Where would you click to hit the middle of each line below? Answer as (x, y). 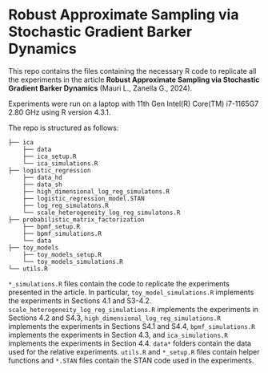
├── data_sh (42, 184)
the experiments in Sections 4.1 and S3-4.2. (80, 300)
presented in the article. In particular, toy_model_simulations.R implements (131, 292)
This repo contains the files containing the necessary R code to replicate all (132, 71)
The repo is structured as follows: (64, 128)
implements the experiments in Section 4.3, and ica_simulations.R (118, 334)
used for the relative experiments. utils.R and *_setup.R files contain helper (134, 351)
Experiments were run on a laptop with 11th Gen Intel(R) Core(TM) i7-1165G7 (134, 103)
